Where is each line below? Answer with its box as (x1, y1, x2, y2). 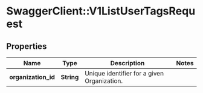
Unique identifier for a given (84, 69, 164, 77)
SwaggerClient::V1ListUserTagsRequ (6, 4, 196, 18)
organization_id (9, 73, 56, 81)
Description (110, 59, 145, 67)
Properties (6, 41, 47, 51)
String (60, 73, 79, 81)
